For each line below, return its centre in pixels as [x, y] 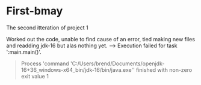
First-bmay [35, 11]
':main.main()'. [24, 51]
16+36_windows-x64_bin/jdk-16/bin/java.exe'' [78, 69]
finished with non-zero [164, 69]
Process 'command [45, 63]
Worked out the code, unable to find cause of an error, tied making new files [101, 39]
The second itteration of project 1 [47, 28]
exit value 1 [35, 76]
